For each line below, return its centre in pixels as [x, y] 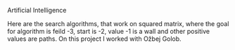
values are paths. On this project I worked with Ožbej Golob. [94, 39]
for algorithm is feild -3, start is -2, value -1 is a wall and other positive [108, 31]
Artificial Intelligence [37, 10]
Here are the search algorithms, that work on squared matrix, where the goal [118, 24]
